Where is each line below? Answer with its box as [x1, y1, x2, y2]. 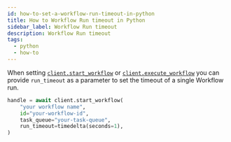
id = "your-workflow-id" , [20, 110, 90, 117]
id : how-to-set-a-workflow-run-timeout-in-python [7, 10, 155, 17]
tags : [7, 36, 23, 43]
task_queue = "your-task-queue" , [20, 116, 111, 123]
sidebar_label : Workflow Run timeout [7, 23, 118, 30]
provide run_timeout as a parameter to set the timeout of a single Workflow [7, 76, 224, 84]
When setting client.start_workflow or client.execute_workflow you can [7, 68, 220, 77]
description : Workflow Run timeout [7, 29, 111, 37]
